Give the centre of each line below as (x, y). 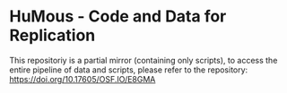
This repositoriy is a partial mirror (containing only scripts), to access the (143, 60)
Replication (52, 35)
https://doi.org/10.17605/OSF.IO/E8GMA (83, 79)
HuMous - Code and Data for (118, 17)
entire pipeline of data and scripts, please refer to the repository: (129, 70)
